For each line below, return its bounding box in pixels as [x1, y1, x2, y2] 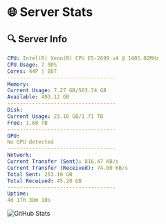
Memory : [7, 80, 30, 87]
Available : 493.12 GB [7, 94, 70, 101]
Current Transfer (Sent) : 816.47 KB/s [7, 158, 119, 165]
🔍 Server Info [7, 33, 68, 45]
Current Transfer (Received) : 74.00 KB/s [7, 164, 129, 171]
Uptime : [7, 190, 30, 198]
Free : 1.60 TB [7, 119, 48, 126]
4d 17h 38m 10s [7, 197, 51, 204]
